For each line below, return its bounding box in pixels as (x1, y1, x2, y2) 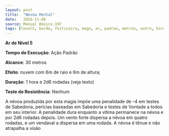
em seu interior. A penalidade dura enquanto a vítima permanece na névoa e (5, 109, 163, 115)
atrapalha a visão (5, 125, 41, 131)
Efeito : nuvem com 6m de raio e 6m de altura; (5, 69, 101, 76)
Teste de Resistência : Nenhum (5, 89, 70, 95)
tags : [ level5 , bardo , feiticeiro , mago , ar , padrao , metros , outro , (5, 26, 154, 31)
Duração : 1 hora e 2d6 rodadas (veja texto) (5, 79, 95, 85)
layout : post (5, 7, 33, 13)
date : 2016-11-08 (5, 17, 46, 22)
